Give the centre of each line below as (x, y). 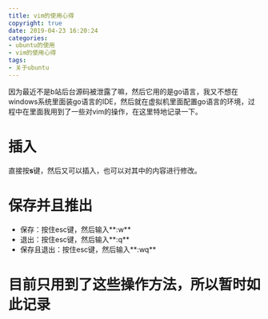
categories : (28, 38)
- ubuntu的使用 (32, 46)
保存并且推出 (51, 205)
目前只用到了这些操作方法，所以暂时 (128, 284)
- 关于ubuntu (29, 68)
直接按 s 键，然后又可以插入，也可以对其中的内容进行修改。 (105, 170)
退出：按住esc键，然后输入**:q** (75, 239)
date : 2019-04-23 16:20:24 (53, 30)
